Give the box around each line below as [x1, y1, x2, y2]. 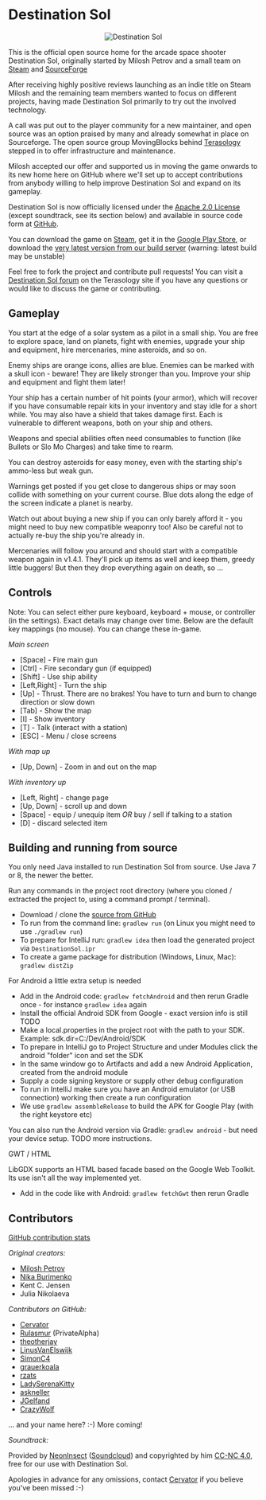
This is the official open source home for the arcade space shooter [8, 47, 226, 57]
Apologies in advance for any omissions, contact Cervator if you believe [8, 1475, 244, 1484]
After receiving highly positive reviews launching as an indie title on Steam [8, 80, 252, 89]
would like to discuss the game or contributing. [8, 283, 162, 293]
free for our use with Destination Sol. [8, 1459, 129, 1469]
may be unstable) [8, 251, 65, 260]
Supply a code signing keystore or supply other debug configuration [19, 1076, 244, 1086]
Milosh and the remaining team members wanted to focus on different [8, 88, 237, 97]
